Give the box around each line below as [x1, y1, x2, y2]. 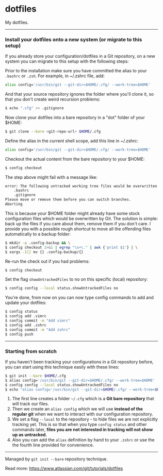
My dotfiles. [5, 19, 29, 25]
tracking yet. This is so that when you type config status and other [12, 422, 147, 427]
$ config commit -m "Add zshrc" [5, 327, 70, 332]
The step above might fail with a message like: [5, 174, 98, 180]
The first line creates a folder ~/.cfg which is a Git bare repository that [12, 396, 154, 402]
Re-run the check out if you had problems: [5, 258, 90, 264]
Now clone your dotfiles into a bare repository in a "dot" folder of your [5, 114, 145, 120]
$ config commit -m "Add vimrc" [5, 318, 70, 323]
